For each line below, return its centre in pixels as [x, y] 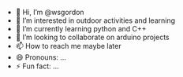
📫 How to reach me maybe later [68, 46]
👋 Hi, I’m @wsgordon [50, 12]
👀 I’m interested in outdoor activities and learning [95, 20]
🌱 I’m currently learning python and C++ [81, 29]
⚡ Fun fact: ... [37, 66]
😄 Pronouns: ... [41, 57]
